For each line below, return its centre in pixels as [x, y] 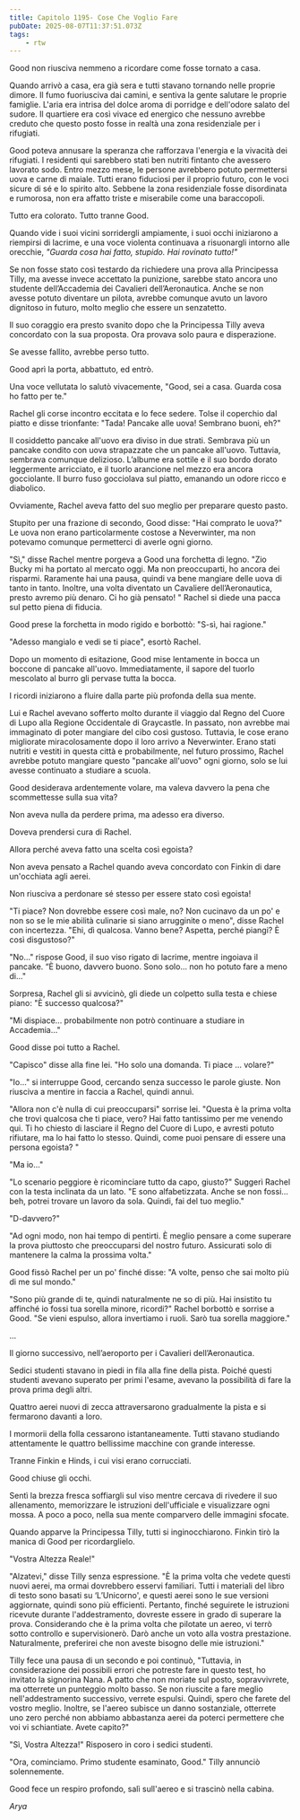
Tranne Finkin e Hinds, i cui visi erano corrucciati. [100, 1461]
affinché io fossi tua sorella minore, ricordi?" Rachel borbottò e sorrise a [142, 1309]
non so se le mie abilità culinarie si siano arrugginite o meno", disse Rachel [147, 921]
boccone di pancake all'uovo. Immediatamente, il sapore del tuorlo [132, 669]
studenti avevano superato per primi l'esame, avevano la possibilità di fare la [150, 1380]
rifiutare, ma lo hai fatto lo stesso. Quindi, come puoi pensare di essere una [148, 1138]
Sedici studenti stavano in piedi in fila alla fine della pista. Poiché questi [141, 1370]
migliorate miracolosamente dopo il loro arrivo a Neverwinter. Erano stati [142, 742]
